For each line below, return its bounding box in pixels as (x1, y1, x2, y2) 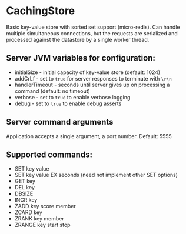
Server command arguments (6, 117, 114, 127)
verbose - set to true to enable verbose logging (14, 93, 131, 101)
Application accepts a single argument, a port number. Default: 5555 (6, 132, 172, 139)
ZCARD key (14, 209, 42, 216)
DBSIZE (14, 190, 34, 198)
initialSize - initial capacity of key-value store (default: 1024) (14, 69, 161, 76)
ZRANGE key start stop (14, 222, 71, 229)
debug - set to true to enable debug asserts (14, 100, 122, 107)
